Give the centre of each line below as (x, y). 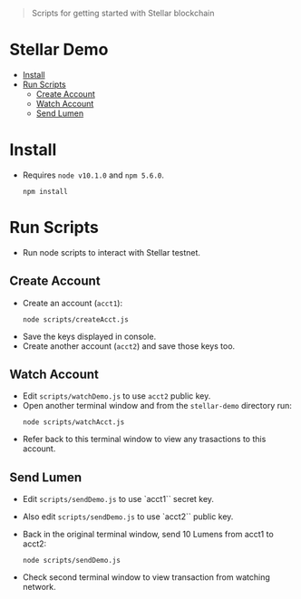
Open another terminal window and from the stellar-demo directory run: (157, 406)
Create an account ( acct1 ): (73, 303)
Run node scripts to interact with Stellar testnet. (112, 252)
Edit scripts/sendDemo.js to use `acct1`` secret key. (118, 499)
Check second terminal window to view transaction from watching (146, 577)
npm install (45, 191)
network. (39, 587)
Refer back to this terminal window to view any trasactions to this (144, 440)
